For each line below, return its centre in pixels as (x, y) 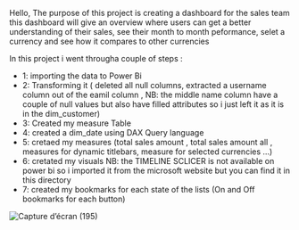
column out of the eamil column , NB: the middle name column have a (150, 94)
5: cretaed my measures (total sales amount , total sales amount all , (147, 142)
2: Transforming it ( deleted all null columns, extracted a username (144, 85)
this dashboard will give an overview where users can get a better (130, 22)
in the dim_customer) (61, 114)
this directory (46, 180)
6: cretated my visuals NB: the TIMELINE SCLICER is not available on (148, 161)
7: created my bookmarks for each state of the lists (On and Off (138, 189)
